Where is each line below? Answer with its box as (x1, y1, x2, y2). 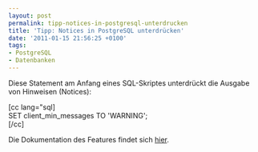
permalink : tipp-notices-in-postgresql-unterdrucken (8, 19, 188, 27)
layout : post (8, 11, 52, 20)
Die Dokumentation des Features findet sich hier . (8, 134, 170, 144)
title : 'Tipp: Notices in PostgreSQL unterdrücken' (8, 26, 184, 34)
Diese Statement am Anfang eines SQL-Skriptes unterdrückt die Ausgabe (8, 78, 250, 88)
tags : (8, 42, 26, 50)
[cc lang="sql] (8, 102, 56, 112)
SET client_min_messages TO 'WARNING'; (8, 110, 148, 120)
